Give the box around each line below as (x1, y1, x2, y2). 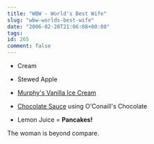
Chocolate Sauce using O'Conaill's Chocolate (17, 102, 148, 110)
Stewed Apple (17, 75, 58, 83)
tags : (7, 29, 23, 37)
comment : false (7, 42, 51, 49)
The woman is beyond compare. (7, 129, 99, 137)
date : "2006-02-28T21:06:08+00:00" (7, 23, 110, 30)
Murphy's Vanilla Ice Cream (17, 88, 96, 97)
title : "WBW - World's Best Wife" (7, 10, 108, 17)
